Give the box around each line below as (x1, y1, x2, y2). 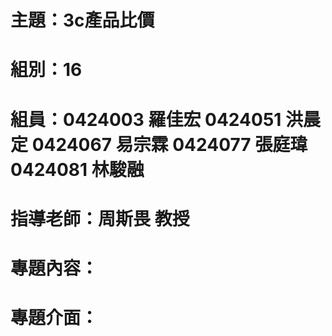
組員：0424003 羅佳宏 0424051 (10, 108, 282, 131)
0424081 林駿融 (10, 158, 145, 181)
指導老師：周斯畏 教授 (10, 207, 190, 230)
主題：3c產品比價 (10, 9, 155, 32)
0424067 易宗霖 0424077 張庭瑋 (31, 133, 308, 156)
